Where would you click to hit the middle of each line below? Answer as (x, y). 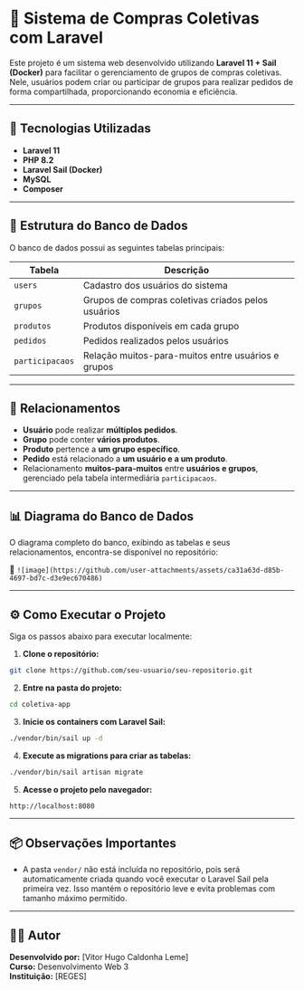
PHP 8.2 (38, 160)
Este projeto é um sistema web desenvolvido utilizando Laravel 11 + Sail (143, 62)
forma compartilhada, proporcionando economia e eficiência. (123, 91)
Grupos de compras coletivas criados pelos (176, 300)
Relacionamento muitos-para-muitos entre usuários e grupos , (140, 469)
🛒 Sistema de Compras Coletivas (134, 19)
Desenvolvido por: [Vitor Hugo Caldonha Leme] (99, 957)
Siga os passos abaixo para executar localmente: (101, 636)
